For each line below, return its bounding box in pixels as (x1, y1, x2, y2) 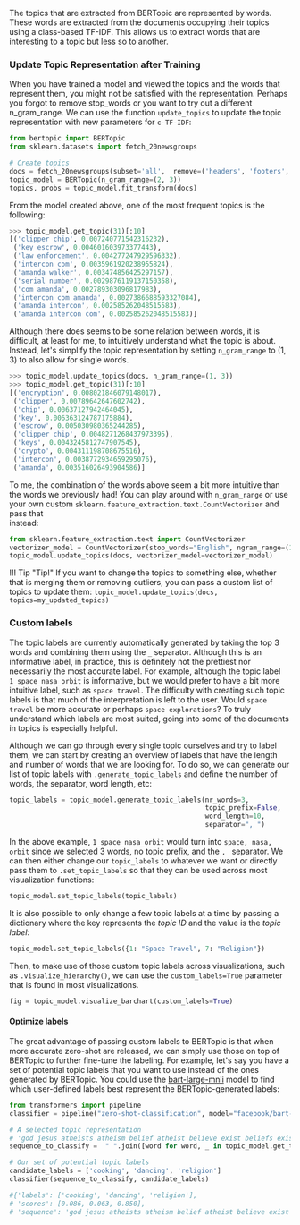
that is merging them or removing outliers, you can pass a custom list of (9, 577, 273, 588)
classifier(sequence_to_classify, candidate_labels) (9, 1175, 210, 1184)
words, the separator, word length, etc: (9, 778, 153, 788)
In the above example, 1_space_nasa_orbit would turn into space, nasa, (9, 837, 272, 847)
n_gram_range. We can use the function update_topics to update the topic (9, 107, 282, 118)
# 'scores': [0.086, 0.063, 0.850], (9, 1199, 146, 1208)
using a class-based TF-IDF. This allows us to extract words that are (9, 27, 261, 37)
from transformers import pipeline (9, 1101, 142, 1110)
